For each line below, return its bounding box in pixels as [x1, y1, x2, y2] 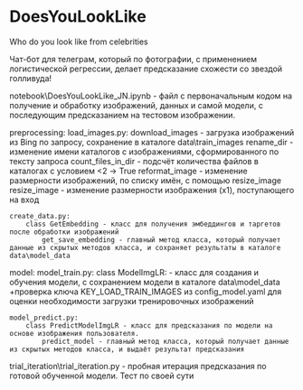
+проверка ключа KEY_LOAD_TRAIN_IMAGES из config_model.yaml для [9, 286, 282, 297]
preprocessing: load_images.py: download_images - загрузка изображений [9, 126, 295, 137]
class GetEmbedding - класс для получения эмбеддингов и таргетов [25, 219, 281, 228]
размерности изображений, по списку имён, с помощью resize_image [9, 174, 282, 186]
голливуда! [9, 72, 52, 83]
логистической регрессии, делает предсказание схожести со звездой [9, 63, 283, 74]
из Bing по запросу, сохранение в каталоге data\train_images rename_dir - [9, 136, 294, 147]
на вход [9, 194, 40, 205]
